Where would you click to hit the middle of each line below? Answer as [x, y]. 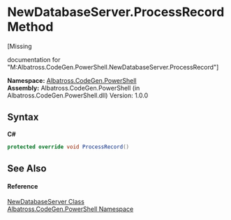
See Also [27, 169]
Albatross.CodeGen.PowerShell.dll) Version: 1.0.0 [78, 95]
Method [30, 27]
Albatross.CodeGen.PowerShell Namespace [70, 209]
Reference [23, 186]
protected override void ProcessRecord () [68, 147]
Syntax [23, 117]
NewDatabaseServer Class [46, 202]
